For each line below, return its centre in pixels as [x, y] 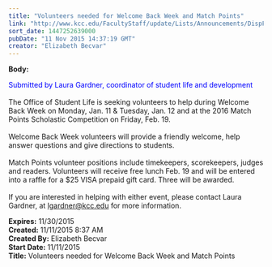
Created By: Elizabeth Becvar [58, 239]
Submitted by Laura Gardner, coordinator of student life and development [131, 85]
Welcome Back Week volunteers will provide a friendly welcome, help [124, 137]
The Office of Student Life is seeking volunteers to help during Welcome [129, 102]
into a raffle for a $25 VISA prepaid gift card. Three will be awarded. [121, 180]
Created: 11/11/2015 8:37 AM [56, 230]
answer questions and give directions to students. [91, 145]
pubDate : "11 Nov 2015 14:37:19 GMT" [72, 39]
